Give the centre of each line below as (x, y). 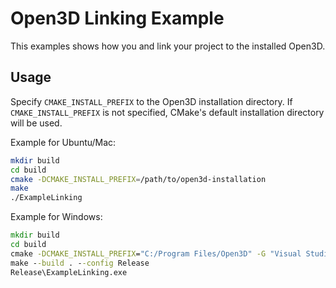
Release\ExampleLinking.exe (69, 272)
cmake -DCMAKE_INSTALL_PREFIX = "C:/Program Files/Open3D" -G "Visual (156, 253)
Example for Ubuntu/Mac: (63, 142)
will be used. (36, 123)
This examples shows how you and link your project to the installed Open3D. (168, 46)
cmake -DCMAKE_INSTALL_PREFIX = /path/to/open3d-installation (138, 179)
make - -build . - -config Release (80, 263)
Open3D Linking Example (117, 18)
